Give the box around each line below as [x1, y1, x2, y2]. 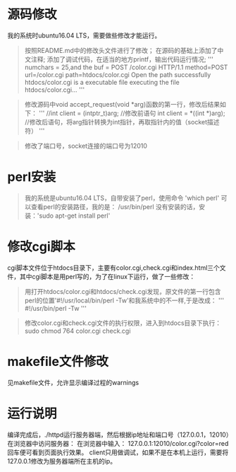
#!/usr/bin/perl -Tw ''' [24, 304, 87, 312]
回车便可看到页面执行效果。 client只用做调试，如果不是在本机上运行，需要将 [7, 448, 229, 456]
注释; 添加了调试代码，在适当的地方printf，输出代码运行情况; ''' [30, 54, 213, 64]
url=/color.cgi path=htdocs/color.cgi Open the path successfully [24, 70, 211, 78]
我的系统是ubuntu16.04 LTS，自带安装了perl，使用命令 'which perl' [24, 194, 220, 202]
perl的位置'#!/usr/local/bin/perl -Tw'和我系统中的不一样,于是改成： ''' [24, 296, 224, 305]
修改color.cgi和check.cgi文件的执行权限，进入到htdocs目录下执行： [24, 319, 222, 327]
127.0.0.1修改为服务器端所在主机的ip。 [7, 456, 117, 465]
